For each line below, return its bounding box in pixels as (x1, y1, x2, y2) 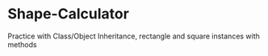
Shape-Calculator (7, 5, 130, 23)
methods (7, 39, 37, 49)
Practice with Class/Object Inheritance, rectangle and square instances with (7, 31, 260, 41)
